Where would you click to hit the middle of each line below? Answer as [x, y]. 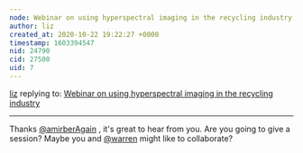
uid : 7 [22, 68]
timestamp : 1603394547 [52, 43]
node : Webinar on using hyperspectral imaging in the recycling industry [151, 18]
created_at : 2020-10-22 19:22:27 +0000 [84, 34]
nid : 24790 [30, 51]
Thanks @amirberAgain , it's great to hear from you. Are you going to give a [150, 129]
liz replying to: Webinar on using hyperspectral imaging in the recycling [141, 93]
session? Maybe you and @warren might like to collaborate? [121, 138]
